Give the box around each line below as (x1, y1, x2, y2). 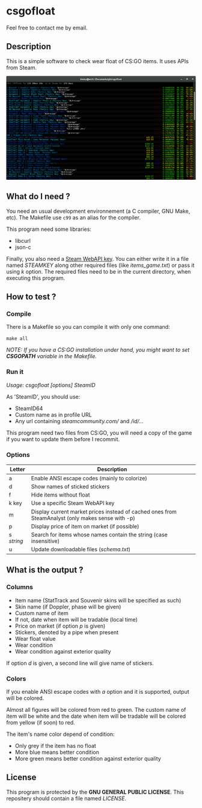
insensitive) (31, 537, 60, 545)
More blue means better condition (14, 748, 99, 756)
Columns (6, 583, 34, 592)
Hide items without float (31, 491, 90, 498)
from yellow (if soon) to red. (6, 718, 75, 726)
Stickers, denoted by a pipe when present (14, 628, 119, 635)
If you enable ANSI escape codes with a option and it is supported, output (6, 688, 189, 695)
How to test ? (6, 292, 57, 302)
